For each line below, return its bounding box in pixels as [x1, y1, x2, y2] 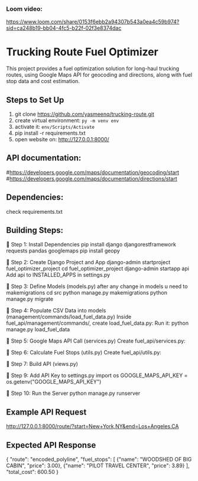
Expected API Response [6, 440, 96, 450]
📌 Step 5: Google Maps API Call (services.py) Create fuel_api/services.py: [6, 337, 186, 344]
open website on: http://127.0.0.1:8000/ [14, 136, 109, 143]
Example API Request [6, 407, 87, 417]
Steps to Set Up [6, 94, 64, 105]
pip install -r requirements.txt [14, 129, 86, 137]
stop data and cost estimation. [6, 78, 80, 85]
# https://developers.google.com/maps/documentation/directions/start [6, 175, 177, 182]
